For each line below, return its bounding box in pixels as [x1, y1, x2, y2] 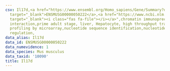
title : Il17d [5, 58, 33, 63]
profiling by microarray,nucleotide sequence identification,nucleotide [10, 26, 166, 31]
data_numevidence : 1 [5, 44, 49, 49]
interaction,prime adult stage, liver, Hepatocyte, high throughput [10, 21, 157, 26]
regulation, [10, 30, 35, 35]
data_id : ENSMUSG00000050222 [5, 40, 67, 45]
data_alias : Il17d [5, 35, 44, 40]
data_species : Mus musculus [5, 49, 65, 54]
